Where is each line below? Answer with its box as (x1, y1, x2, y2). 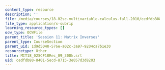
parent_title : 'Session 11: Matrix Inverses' (5, 35, 100, 40)
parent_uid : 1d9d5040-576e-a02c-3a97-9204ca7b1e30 (5, 44, 111, 49)
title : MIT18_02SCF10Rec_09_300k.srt (5, 53, 82, 58)
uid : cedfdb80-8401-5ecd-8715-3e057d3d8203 (5, 58, 96, 63)
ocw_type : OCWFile (5, 30, 43, 35)
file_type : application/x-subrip (5, 21, 74, 26)
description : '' (5, 12, 38, 17)
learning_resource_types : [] (5, 26, 65, 31)
